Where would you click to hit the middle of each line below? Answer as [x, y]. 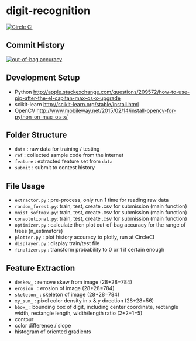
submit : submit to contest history [55, 168]
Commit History [36, 45]
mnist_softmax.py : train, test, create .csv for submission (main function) [101, 213]
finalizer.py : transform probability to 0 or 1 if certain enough [90, 250]
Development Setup [43, 78]
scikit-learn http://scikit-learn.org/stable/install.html [77, 104]
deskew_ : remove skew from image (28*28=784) [73, 282]
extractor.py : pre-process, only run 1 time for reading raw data [92, 200]
